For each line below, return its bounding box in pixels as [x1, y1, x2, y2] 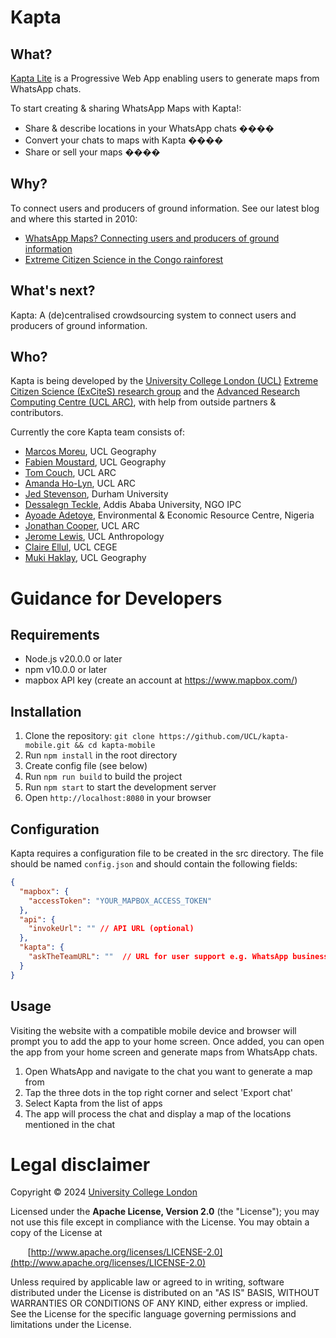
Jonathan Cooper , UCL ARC [24, 520, 140, 532]
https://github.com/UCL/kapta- [158, 732, 290, 742]
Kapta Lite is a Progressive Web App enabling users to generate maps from [10, 72, 320, 84]
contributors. [10, 407, 64, 419]
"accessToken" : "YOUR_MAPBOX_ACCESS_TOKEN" [28, 896, 213, 906]
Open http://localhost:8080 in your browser [24, 792, 212, 804]
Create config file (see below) [24, 760, 148, 772]
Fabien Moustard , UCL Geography [24, 456, 167, 468]
